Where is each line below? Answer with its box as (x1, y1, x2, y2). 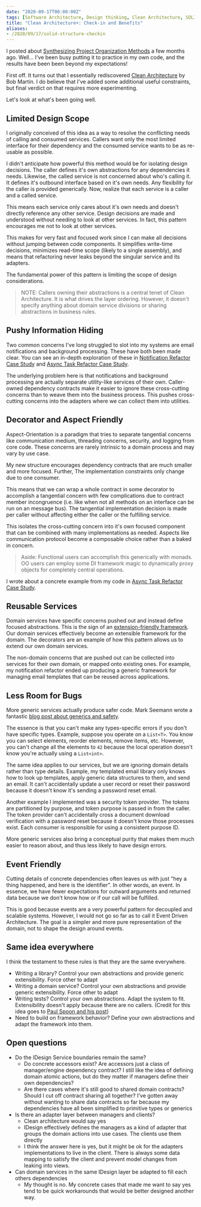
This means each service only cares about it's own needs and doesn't (6, 203, 179, 210)
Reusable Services (6, 601, 78, 611)
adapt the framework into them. (14, 1020, 93, 1027)
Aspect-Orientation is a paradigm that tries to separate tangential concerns (6, 430, 191, 437)
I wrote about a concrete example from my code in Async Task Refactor (6, 577, 183, 585)
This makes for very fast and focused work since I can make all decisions (6, 234, 187, 241)
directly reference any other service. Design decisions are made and (6, 209, 175, 217)
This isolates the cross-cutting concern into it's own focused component (6, 522, 185, 530)
